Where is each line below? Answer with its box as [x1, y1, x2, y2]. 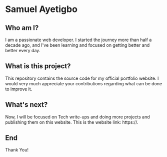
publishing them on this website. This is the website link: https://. [5, 119, 138, 125]
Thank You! [5, 147, 29, 153]
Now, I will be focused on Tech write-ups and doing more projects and [5, 114, 150, 120]
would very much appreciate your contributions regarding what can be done [5, 80, 162, 86]
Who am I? [5, 24, 39, 32]
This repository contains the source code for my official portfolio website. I [5, 75, 159, 81]
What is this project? [5, 62, 71, 71]
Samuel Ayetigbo [5, 4, 77, 15]
